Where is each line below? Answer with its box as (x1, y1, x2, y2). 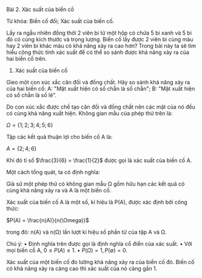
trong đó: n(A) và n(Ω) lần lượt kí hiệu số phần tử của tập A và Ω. (6, 228, 167, 236)
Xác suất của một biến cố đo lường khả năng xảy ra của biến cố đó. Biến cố (6, 259, 195, 265)
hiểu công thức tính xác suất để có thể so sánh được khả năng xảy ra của (6, 49, 190, 56)
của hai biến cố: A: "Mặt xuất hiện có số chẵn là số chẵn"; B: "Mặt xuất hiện (6, 85, 195, 92)
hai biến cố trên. (6, 55, 47, 62)
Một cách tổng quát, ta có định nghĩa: (6, 169, 100, 175)
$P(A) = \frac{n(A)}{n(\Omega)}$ (6, 217, 89, 224)
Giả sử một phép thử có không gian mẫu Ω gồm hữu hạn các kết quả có (6, 180, 185, 188)
